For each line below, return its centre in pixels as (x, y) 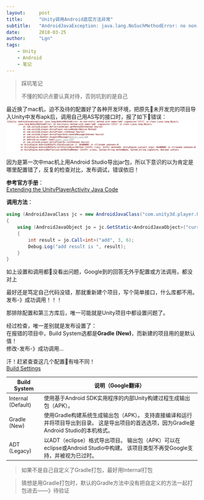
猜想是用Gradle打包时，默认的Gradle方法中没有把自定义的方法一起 (104, 483)
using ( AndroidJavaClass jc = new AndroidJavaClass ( (74, 214)
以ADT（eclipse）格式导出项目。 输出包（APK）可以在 (112, 440)
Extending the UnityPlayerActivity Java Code (62, 189)
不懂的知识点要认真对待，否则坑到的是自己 (74, 96)
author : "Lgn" (29, 39)
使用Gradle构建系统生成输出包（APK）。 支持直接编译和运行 (118, 415)
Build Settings (24, 368)
